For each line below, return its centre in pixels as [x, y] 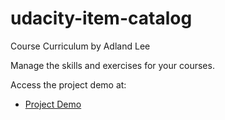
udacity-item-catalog [101, 18]
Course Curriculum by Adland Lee [80, 46]
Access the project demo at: [68, 84]
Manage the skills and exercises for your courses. [112, 65]
